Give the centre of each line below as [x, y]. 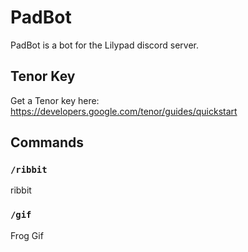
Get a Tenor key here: [55, 100]
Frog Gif [27, 235]
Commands [47, 142]
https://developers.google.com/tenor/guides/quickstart [124, 111]
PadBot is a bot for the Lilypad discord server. [105, 45]
